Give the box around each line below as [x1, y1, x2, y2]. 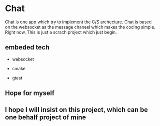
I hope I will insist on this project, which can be [5, 105, 148, 114]
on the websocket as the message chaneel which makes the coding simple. [5, 24, 156, 30]
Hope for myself [5, 89, 55, 97]
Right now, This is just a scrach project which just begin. [5, 29, 117, 35]
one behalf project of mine [5, 113, 86, 121]
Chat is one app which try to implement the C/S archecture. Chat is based [5, 19, 152, 25]
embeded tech [5, 43, 50, 51]
